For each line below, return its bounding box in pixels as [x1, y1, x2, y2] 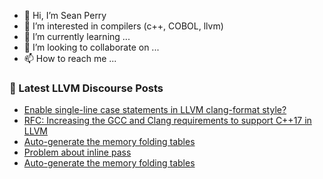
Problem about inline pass [23, 146, 132, 159]
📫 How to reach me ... [23, 53, 117, 64]
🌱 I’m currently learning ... [23, 31, 131, 42]
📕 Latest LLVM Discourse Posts [9, 81, 164, 95]
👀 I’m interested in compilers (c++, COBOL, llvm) [23, 20, 224, 32]
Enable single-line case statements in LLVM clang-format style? [23, 104, 287, 116]
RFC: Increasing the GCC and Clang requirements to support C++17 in [23, 115, 312, 127]
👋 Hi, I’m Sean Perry [23, 10, 107, 21]
